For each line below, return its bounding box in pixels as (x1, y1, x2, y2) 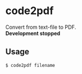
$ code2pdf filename (5, 62, 56, 68)
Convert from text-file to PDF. (5, 23, 76, 31)
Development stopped (5, 29, 60, 36)
